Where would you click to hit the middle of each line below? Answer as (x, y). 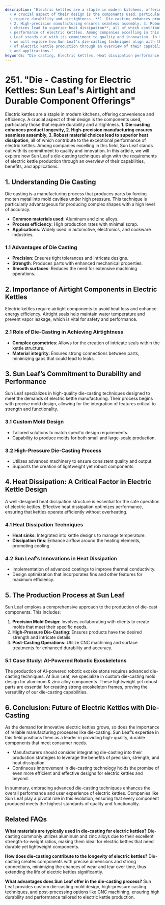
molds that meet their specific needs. (50, 627)
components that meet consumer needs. (46, 743)
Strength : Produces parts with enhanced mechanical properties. (78, 263)
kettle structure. (28, 348)
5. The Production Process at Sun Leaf (65, 595)
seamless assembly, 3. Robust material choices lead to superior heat (77, 135)
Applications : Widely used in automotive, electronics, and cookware (82, 230)
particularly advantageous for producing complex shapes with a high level (80, 204)
